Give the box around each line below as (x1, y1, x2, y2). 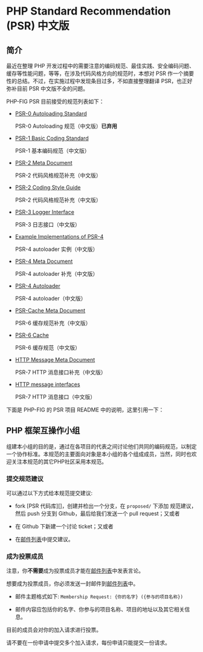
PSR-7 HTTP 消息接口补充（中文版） (14, 368, 107, 376)
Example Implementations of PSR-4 (14, 233, 104, 240)
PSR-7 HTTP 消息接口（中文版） (14, 393, 96, 401)
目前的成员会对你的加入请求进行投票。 (6, 626, 101, 634)
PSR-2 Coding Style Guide (14, 184, 81, 191)
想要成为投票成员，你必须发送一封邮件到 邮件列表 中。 (6, 580, 139, 587)
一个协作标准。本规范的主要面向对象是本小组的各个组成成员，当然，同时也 (6, 450, 192, 457)
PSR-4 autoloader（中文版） (14, 295, 86, 302)
